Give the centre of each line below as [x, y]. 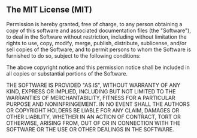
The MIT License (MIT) [49, 10]
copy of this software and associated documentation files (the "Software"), [99, 30]
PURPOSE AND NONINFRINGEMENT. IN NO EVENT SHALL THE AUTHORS [98, 104]
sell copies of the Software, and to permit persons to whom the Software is [99, 49]
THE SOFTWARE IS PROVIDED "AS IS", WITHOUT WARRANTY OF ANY [93, 85]
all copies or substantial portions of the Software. [67, 73]
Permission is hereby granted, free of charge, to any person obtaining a [94, 24]
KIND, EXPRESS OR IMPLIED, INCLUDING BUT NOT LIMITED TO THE [91, 91]
